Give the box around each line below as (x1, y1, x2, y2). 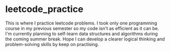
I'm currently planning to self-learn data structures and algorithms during (5, 30, 158, 36)
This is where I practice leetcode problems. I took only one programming (5, 20, 157, 26)
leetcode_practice (5, 3, 84, 15)
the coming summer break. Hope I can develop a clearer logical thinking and (5, 36, 165, 42)
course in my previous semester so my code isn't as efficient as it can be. (5, 25, 159, 31)
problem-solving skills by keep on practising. (5, 41, 99, 47)
